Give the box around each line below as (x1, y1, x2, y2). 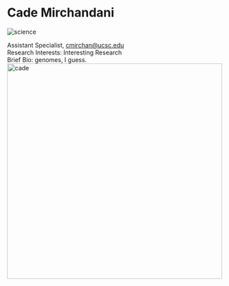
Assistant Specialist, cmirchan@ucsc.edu (7, 41, 124, 49)
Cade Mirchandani (7, 5, 115, 21)
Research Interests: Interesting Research (7, 48, 122, 57)
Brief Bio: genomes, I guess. (7, 55, 87, 63)
